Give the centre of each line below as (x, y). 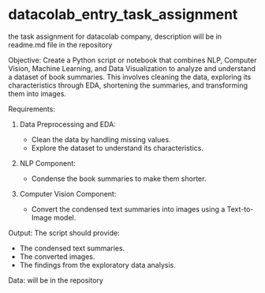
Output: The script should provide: (64, 233)
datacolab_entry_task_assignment (123, 15)
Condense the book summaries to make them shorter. (119, 178)
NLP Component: (48, 163)
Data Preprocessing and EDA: (67, 124)
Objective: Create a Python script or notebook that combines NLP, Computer (132, 60)
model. (65, 217)
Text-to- (240, 209)
